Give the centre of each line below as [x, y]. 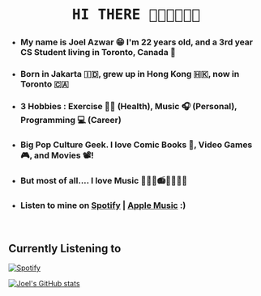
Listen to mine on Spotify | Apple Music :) [103, 205]
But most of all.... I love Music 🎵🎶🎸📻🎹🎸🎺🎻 [104, 180]
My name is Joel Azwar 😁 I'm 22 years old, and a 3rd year [137, 42]
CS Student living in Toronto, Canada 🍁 [98, 53]
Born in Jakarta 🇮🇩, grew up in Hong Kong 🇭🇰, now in [130, 74]
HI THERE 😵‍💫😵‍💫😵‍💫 [136, 15]
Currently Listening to [65, 248]
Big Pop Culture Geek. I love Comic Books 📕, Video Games [136, 145]
